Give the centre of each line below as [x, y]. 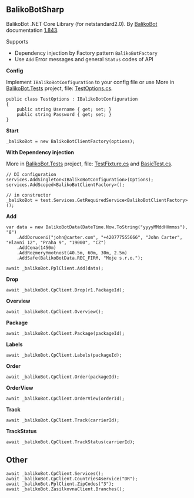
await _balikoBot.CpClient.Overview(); [55, 311]
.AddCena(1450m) [37, 248]
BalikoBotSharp [35, 10]
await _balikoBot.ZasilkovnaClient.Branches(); [66, 489]
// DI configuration [31, 174]
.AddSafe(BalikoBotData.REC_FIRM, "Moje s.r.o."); [80, 258]
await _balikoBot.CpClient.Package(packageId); [66, 333]
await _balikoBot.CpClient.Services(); [55, 473]
